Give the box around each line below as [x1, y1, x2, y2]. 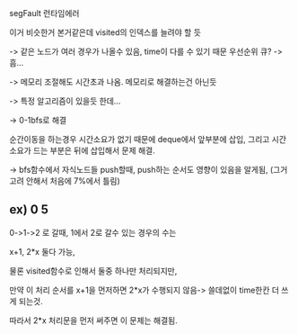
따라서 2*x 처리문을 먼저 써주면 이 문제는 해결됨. [9, 314, 178, 326]
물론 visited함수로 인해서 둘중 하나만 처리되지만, [9, 265, 178, 276]
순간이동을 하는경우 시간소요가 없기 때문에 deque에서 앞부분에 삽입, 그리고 [9, 134, 270, 144]
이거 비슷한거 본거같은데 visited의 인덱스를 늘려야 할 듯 [9, 27, 202, 38]
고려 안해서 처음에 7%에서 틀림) [9, 176, 121, 186]
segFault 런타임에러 [9, 8, 80, 18]
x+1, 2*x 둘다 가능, [9, 246, 75, 257]
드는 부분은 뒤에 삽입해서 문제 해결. [32, 145, 155, 156]
